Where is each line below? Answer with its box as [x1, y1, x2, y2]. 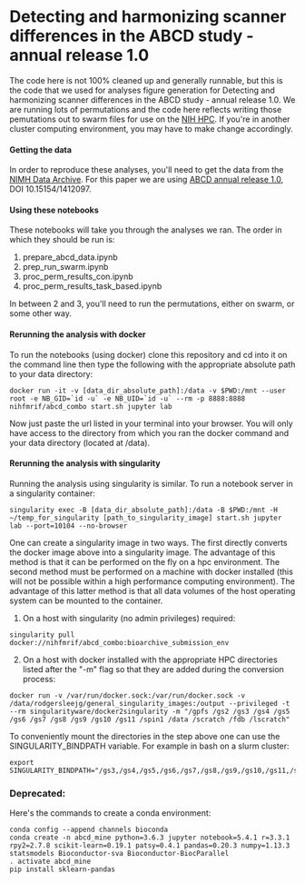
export [9, 758, 34, 767]
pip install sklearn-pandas [9, 865, 116, 874]
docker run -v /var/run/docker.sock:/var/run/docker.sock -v [9, 690, 246, 700]
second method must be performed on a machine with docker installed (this [9, 566, 293, 577]
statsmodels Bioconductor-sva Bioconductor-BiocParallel [9, 849, 230, 858]
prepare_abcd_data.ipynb [22, 252, 118, 263]
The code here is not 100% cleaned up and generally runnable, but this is [9, 74, 283, 85]
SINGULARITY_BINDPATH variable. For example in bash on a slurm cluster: [9, 740, 290, 751]
